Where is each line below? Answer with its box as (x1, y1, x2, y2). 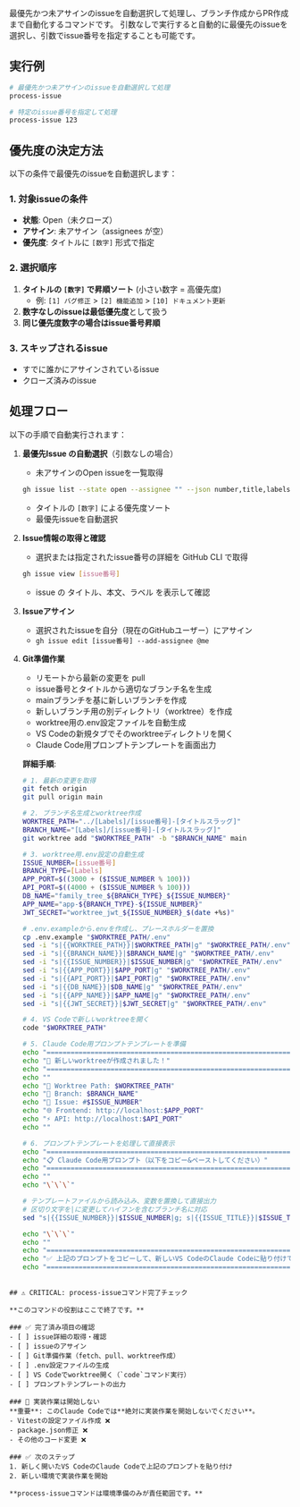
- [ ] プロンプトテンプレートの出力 (9, 1380, 127, 1389)
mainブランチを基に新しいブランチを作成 (35, 694, 187, 705)
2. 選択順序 (9, 262, 57, 275)
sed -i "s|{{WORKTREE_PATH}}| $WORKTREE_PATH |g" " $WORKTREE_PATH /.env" (21, 941, 291, 950)
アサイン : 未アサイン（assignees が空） (21, 226, 169, 237)
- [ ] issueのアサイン (9, 1342, 87, 1351)
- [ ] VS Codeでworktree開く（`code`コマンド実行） (9, 1371, 191, 1380)
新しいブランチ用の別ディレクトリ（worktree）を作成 (35, 706, 233, 716)
